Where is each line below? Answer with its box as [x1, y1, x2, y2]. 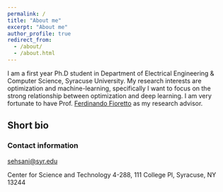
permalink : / [7, 10, 46, 18]
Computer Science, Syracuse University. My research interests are [7, 76, 202, 85]
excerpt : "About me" [7, 23, 69, 30]
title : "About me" [7, 17, 62, 24]
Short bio [7, 119, 50, 131]
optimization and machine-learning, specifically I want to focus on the [7, 84, 211, 92]
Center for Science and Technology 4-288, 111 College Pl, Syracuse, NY [7, 170, 217, 179]
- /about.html [13, 50, 55, 57]
